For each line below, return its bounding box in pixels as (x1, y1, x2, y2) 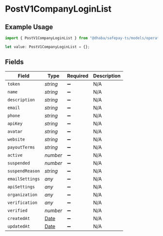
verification (7, 200, 38, 205)
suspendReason (7, 168, 40, 174)
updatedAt (7, 223, 30, 229)
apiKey (7, 121, 23, 126)
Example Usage (5, 23, 53, 31)
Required (67, 72, 89, 79)
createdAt (7, 216, 30, 221)
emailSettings (7, 176, 40, 182)
